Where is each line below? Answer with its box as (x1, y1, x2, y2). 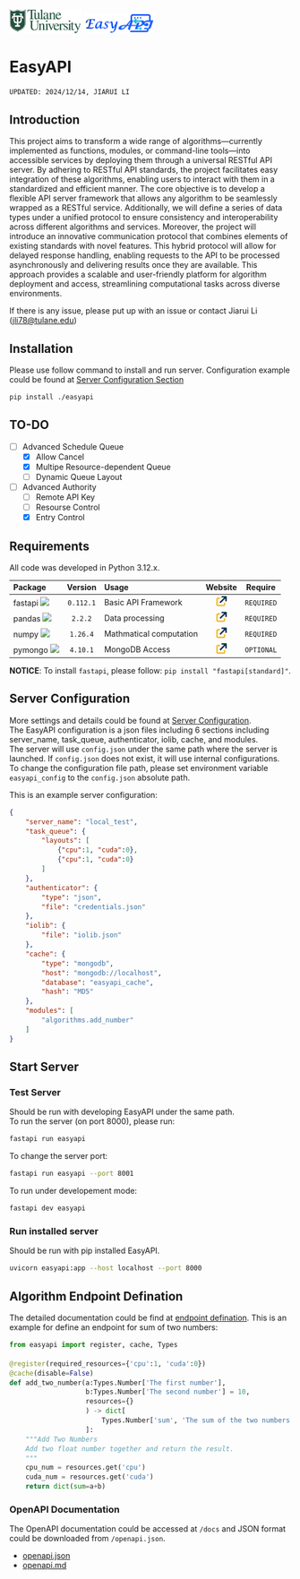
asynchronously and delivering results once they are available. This (9, 260, 258, 270)
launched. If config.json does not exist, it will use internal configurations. (9, 752, 280, 764)
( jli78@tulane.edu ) (9, 315, 78, 326)
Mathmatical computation (104, 628, 199, 639)
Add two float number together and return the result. (25, 1444, 235, 1454)
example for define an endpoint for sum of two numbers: (9, 1322, 219, 1333)
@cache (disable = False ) (9, 1369, 94, 1377)
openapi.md (21, 1560, 67, 1571)
